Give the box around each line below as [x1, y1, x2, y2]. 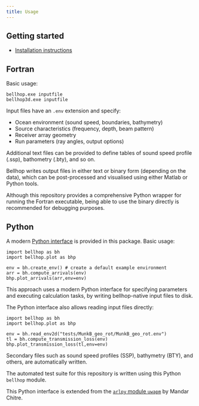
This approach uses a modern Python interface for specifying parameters [6, 286, 188, 293]
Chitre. [6, 394, 23, 401]
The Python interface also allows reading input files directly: [6, 304, 154, 311]
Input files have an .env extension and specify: [6, 107, 121, 114]
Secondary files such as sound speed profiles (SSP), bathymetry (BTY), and [6, 352, 193, 359]
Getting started [6, 31, 65, 41]
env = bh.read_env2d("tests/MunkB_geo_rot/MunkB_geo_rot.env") [6, 331, 167, 337]
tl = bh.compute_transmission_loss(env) [6, 336, 109, 343]
